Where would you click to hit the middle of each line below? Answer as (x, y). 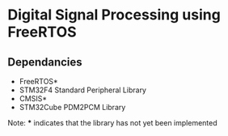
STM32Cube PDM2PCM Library (72, 107)
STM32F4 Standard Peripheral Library (83, 90)
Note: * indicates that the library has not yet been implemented (112, 123)
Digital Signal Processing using (114, 15)
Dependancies (45, 62)
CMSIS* (33, 98)
